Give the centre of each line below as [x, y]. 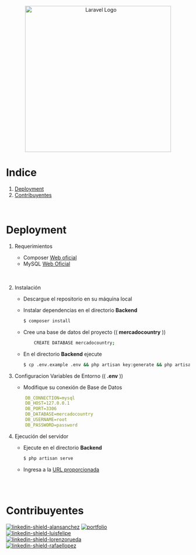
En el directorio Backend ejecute [62, 354]
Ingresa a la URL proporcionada [61, 469]
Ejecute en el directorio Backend [62, 447]
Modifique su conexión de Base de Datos [73, 387]
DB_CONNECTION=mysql [50, 398]
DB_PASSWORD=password [51, 425]
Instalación [28, 287]
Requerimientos [33, 246]
